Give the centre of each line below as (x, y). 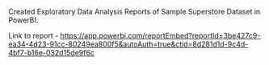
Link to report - (34, 36)
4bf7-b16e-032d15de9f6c (52, 53)
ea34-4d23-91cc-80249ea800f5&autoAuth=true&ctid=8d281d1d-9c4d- (128, 44)
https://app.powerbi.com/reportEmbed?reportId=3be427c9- (160, 36)
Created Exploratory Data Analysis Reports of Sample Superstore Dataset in (134, 12)
